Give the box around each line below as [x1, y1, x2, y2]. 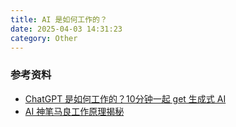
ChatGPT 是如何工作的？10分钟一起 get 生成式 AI [24, 92, 227, 105]
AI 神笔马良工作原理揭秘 [24, 105, 125, 117]
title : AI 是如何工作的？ [10, 14, 108, 25]
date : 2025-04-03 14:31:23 [10, 24, 123, 34]
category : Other [10, 33, 78, 43]
